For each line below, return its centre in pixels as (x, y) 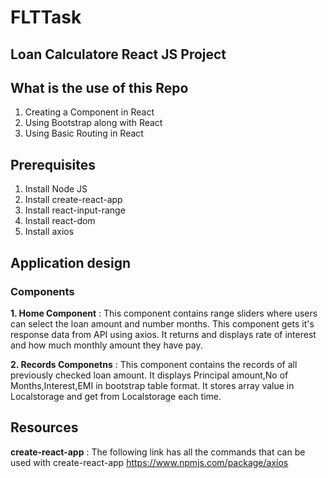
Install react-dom (60, 221)
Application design (71, 262)
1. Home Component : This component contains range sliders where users (164, 313)
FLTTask (46, 17)
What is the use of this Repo (99, 87)
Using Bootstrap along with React (93, 123)
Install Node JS (56, 189)
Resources (44, 427)
